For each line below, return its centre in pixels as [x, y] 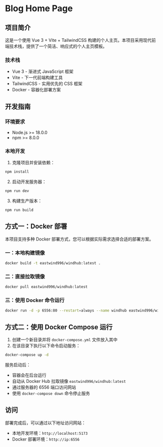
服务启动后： [18, 364]
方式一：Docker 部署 [36, 226]
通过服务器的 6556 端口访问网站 [44, 387]
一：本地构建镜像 [25, 253]
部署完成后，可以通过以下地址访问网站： [45, 423]
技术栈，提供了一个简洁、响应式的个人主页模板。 [58, 46]
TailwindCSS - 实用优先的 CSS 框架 [47, 84]
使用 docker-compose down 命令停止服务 [51, 393]
